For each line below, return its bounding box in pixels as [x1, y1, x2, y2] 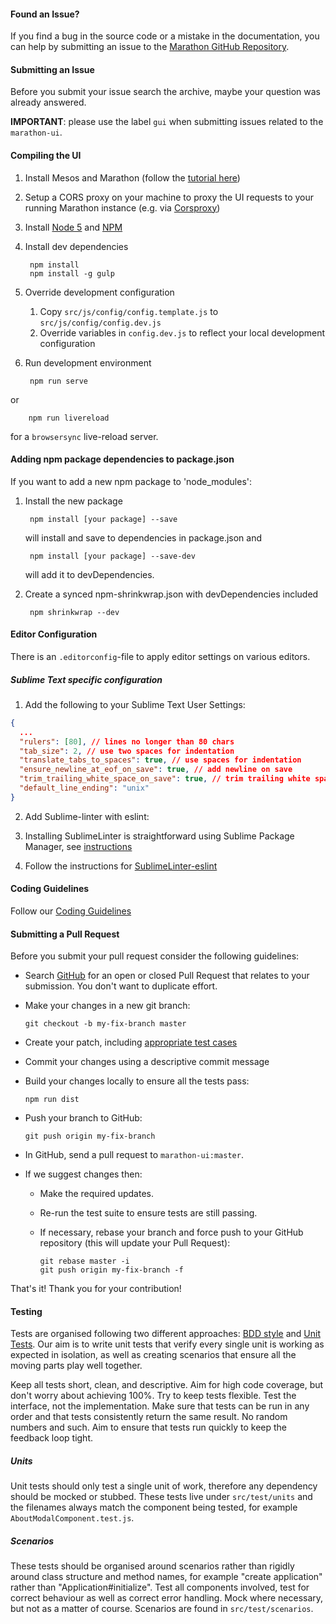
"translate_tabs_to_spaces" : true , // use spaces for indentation [19, 755, 302, 765]
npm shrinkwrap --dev [29, 607, 120, 617]
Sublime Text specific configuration [10, 673, 163, 685]
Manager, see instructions [24, 840, 133, 852]
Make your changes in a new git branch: [24, 1000, 191, 1012]
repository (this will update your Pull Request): [39, 1237, 231, 1249]
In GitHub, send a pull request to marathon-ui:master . [24, 1149, 244, 1161]
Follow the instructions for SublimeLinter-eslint [24, 860, 218, 872]
